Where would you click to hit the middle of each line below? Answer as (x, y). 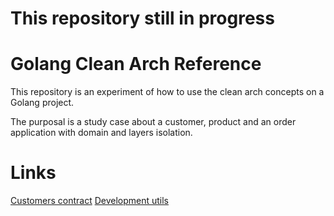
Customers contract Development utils (90, 201)
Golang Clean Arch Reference (136, 64)
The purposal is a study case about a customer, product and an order (153, 122)
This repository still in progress (142, 18)
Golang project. (42, 103)
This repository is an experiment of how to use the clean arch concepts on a (167, 92)
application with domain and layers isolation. (101, 133)
